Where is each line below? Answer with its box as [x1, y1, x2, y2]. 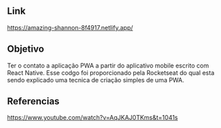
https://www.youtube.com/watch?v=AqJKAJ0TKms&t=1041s [7, 114, 178, 122]
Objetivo [7, 44, 44, 55]
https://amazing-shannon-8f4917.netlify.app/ [7, 23, 133, 31]
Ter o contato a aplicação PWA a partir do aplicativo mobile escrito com [7, 61, 209, 69]
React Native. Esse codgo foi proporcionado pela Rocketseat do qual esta [7, 68, 215, 77]
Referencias [7, 95, 60, 108]
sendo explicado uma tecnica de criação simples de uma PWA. [7, 76, 185, 84]
